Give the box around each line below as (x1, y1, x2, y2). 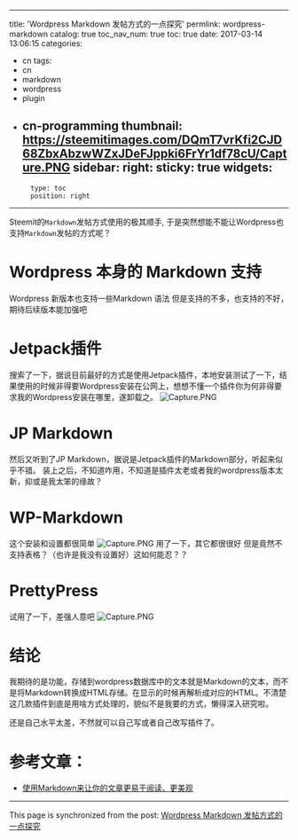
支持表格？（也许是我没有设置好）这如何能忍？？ (9, 549, 188, 560)
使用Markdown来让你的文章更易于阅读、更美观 (21, 782, 193, 794)
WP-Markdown (9, 507, 124, 528)
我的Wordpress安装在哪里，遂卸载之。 (16, 391, 158, 402)
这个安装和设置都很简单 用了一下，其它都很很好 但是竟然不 (9, 538, 283, 548)
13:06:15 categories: (9, 38, 82, 49)
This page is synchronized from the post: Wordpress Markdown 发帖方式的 (9, 810, 284, 820)
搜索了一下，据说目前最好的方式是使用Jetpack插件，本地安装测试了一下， (9, 369, 279, 380)
